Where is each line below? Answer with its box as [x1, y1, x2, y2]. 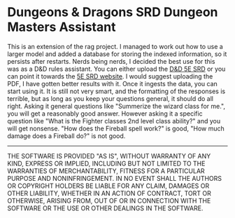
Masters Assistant [7, 19, 116, 35]
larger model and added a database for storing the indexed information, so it [7, 50, 227, 58]
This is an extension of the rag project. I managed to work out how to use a [7, 42, 224, 50]
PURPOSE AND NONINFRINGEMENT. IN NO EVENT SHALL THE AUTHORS [7, 174, 222, 182]
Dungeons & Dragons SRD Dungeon [7, 4, 218, 20]
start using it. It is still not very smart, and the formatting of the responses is [7, 87, 226, 95]
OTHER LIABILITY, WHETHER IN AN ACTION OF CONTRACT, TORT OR [7, 189, 211, 197]
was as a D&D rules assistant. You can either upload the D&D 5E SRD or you [7, 64, 226, 73]
